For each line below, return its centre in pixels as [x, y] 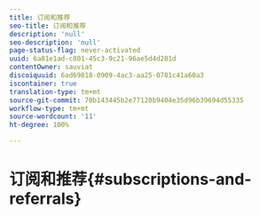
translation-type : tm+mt [55, 92]
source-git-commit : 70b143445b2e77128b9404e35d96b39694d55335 [126, 100]
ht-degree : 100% [39, 125]
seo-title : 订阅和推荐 [48, 26]
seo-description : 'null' [55, 42]
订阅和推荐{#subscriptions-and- [130, 180]
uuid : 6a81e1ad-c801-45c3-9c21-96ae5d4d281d [93, 59]
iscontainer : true [43, 84]
